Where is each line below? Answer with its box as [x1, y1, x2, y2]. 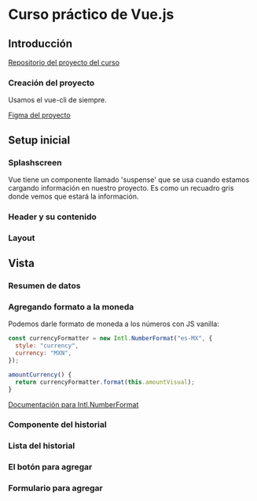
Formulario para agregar [8, 483, 104, 494]
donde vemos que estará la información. [8, 191, 139, 201]
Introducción [8, 37, 73, 50]
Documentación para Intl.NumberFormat [8, 399, 139, 409]
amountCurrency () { [8, 370, 72, 379]
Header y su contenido [8, 211, 97, 222]
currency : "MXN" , [15, 349, 72, 358]
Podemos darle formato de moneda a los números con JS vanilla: [8, 319, 220, 328]
